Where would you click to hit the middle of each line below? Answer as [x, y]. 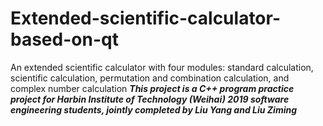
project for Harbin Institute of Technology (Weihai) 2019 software [150, 99]
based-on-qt [64, 39]
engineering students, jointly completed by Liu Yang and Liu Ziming [154, 109]
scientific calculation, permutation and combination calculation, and [150, 78]
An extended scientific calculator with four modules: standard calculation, [162, 67]
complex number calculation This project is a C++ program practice [152, 88]
